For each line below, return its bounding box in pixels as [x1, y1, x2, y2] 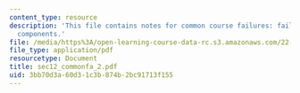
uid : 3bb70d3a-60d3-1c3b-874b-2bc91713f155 [9, 71, 174, 80]
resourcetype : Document [9, 54, 98, 63]
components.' [17, 29, 66, 38]
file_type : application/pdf [9, 46, 114, 55]
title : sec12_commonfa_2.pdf [9, 63, 118, 72]
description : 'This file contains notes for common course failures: [9, 21, 274, 30]
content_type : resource [9, 12, 98, 22]
